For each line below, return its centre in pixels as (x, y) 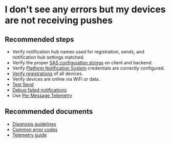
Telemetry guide (29, 135)
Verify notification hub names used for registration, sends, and (78, 52)
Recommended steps (39, 39)
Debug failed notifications (39, 90)
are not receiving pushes (59, 20)
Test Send (23, 84)
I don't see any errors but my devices (85, 10)
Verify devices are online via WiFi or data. (56, 79)
